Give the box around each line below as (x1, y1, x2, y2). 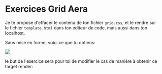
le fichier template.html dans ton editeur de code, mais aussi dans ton (5, 25, 148, 30)
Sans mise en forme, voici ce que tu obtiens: (5, 39, 96, 45)
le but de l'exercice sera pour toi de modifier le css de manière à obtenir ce (5, 58, 158, 64)
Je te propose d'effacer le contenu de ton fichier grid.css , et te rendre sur (5, 20, 156, 25)
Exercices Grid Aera (5, 3, 88, 15)
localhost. (5, 30, 25, 36)
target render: (5, 63, 33, 69)
